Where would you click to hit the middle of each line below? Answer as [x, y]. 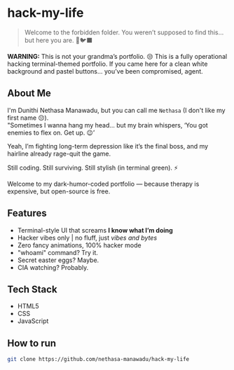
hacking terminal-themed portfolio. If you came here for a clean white [108, 64]
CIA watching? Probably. [53, 267]
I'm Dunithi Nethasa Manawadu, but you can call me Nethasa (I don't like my [116, 110]
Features [27, 213]
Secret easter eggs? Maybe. [58, 260]
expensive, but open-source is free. [59, 191]
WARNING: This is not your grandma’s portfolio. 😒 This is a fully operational [117, 56]
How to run [32, 343]
